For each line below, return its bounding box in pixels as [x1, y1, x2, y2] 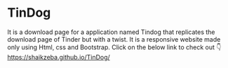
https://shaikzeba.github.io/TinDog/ [7, 53, 110, 61]
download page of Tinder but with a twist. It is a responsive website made [7, 35, 221, 43]
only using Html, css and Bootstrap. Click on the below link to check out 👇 [7, 43, 222, 51]
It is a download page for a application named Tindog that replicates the [7, 28, 215, 36]
